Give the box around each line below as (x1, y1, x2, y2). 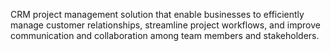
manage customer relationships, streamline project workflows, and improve (10, 19, 321, 31)
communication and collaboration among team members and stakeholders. (10, 30, 320, 41)
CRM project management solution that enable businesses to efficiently (10, 9, 305, 20)
